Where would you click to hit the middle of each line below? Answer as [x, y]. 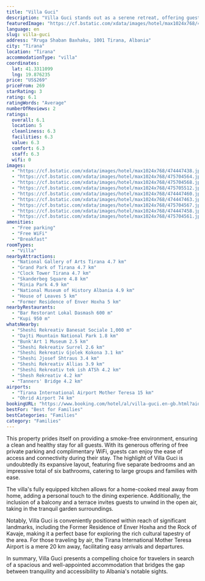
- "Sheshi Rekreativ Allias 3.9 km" [58, 364]
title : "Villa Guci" [33, 12]
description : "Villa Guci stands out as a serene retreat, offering [95, 18]
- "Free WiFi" [30, 233]
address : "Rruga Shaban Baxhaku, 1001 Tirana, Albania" [79, 40]
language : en [23, 29]
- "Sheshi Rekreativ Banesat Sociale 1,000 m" [72, 330]
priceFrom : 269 [26, 86]
